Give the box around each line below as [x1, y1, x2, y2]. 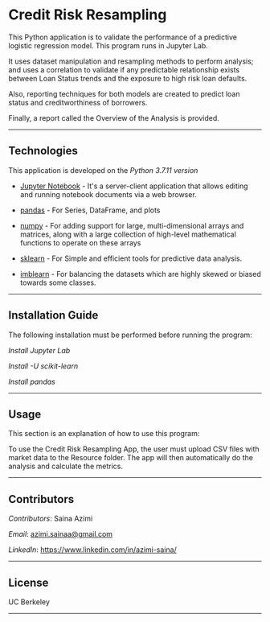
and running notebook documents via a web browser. [19, 189, 197, 199]
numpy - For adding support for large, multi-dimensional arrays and [19, 220, 244, 230]
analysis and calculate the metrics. [8, 461, 123, 472]
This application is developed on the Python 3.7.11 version [8, 165, 198, 175]
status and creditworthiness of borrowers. [8, 97, 148, 107]
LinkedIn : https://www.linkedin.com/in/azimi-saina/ [8, 545, 177, 554]
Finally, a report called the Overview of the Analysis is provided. [8, 113, 219, 122]
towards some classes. [19, 278, 96, 287]
